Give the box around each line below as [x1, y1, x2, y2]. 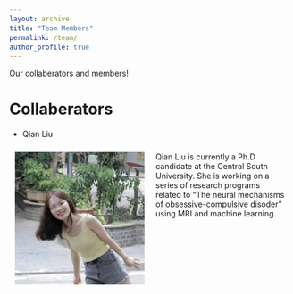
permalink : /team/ [9, 33, 78, 42]
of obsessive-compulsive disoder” [155, 199, 282, 209]
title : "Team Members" [9, 23, 94, 33]
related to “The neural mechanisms [155, 190, 285, 200]
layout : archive [9, 14, 70, 23]
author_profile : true [9, 43, 90, 52]
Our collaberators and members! [9, 68, 130, 79]
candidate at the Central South [155, 161, 268, 172]
